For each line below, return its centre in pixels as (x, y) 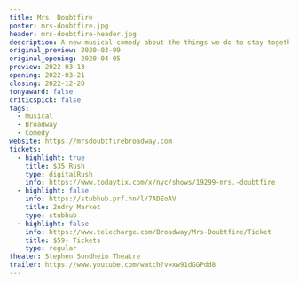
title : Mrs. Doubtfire (51, 17)
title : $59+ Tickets (63, 240)
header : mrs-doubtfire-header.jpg (73, 34)
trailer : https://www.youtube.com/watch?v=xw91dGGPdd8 (113, 265)
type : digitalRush (59, 174)
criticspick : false (45, 100)
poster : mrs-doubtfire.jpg (59, 26)
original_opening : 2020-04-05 (65, 59)
